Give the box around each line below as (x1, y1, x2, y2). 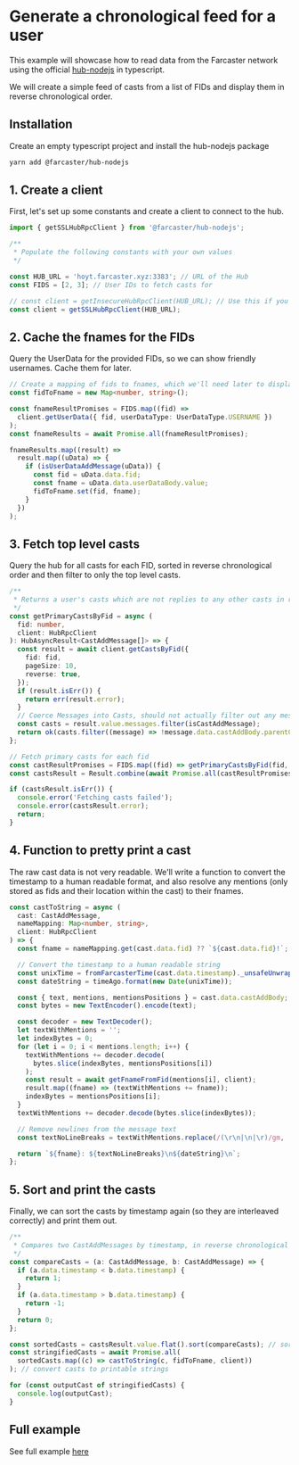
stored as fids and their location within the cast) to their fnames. (9, 885, 245, 896)
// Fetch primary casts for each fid (9, 752, 149, 761)
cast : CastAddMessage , (17, 911, 101, 920)
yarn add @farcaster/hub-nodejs (9, 158, 129, 167)
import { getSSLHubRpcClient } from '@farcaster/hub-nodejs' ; (9, 223, 245, 233)
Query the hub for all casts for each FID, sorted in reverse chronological (9, 560, 272, 571)
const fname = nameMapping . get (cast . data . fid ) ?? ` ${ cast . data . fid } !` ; (17, 944, 289, 953)
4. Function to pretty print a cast (9, 843, 191, 858)
